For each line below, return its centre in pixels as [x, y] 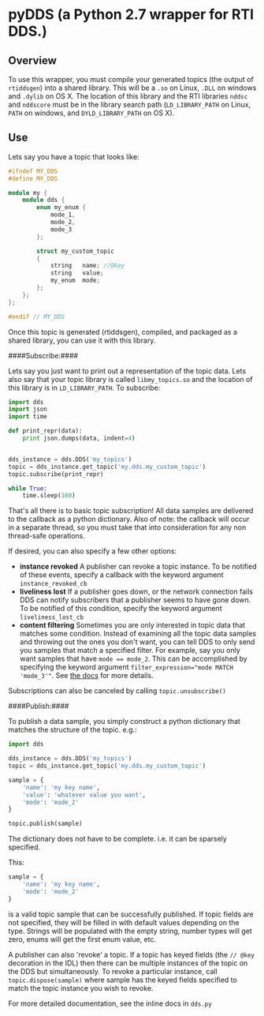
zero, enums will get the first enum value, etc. [82, 939]
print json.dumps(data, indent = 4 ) [79, 439]
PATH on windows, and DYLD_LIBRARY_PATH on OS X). [91, 113]
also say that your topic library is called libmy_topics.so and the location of [131, 379]
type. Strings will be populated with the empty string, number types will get [130, 931]
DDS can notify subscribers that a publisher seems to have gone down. [135, 600]
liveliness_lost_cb [52, 617]
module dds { [44, 200]
